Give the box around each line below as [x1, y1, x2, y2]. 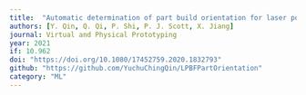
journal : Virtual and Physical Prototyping [9, 30, 178, 39]
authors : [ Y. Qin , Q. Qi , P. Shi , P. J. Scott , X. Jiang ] [9, 22, 234, 31]
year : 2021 [9, 38, 51, 48]
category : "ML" [9, 72, 67, 81]
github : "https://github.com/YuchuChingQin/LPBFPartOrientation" [9, 64, 262, 73]
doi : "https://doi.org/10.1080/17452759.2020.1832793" [9, 55, 222, 64]
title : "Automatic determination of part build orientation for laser [9, 13, 287, 23]
